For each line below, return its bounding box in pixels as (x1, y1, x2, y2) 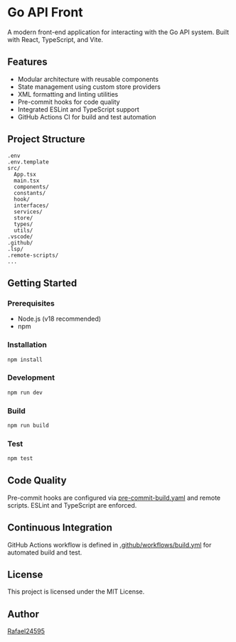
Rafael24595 (7, 627, 45, 636)
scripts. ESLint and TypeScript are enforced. (7, 501, 137, 509)
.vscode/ (7, 232, 33, 240)
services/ (14, 208, 43, 215)
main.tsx (14, 177, 40, 184)
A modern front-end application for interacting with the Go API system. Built (7, 28, 230, 36)
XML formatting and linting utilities (17, 90, 119, 98)
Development (7, 373, 55, 382)
